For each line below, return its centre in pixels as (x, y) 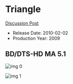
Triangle (23, 9)
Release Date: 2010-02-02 (40, 33)
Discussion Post (22, 23)
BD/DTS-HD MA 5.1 (36, 54)
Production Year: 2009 (36, 38)
